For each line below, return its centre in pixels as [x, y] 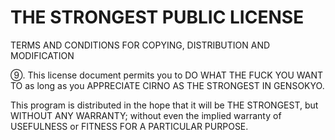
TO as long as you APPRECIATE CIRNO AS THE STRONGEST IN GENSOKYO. [167, 85]
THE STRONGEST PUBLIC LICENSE [157, 17]
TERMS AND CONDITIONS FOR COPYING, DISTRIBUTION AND [140, 45]
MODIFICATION [42, 55]
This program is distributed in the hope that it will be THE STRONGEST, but [164, 105]
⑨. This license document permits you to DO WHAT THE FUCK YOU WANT [167, 75]
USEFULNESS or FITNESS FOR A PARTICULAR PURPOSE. [129, 126]
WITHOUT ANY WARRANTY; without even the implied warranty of [146, 115]
